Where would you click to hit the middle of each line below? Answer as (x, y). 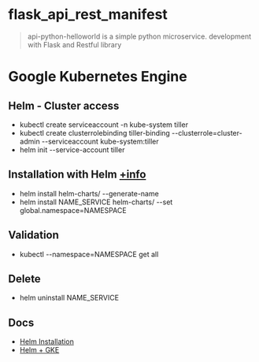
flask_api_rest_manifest (88, 15)
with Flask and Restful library (74, 44)
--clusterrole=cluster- (207, 132)
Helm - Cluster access (64, 105)
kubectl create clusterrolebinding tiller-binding (95, 132)
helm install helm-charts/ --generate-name (89, 193)
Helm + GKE (39, 350)
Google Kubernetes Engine (98, 77)
